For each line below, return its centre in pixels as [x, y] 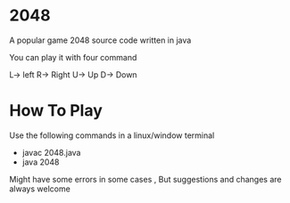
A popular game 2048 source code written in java [100, 40]
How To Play [56, 111]
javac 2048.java [51, 152]
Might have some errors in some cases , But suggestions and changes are [145, 179]
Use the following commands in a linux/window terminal [112, 135]
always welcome [40, 189]
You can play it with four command [73, 57]
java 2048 [41, 162]
